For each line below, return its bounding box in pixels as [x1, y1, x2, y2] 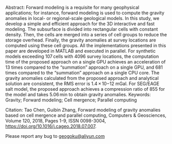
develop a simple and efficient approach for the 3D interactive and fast [5, 20, 155, 27]
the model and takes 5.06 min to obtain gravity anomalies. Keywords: [5, 92, 151, 97]
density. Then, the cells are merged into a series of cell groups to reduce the [5, 32, 167, 37]
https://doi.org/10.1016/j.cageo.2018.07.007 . [5, 123, 97, 129]
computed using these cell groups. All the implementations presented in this [5, 43, 166, 48]
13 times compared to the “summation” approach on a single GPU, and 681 [5, 64, 163, 70]
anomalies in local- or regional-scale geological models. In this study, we [5, 15, 160, 21]
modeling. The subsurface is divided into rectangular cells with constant [5, 26, 158, 32]
